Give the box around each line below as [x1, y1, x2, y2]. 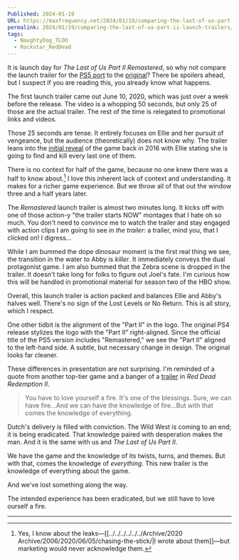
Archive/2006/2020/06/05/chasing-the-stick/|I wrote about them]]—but [17, 536, 230, 545]
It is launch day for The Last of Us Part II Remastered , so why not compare [7, 63, 226, 71]
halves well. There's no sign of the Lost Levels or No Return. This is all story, [7, 299, 231, 307]
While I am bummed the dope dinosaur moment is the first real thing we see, [7, 247, 231, 255]
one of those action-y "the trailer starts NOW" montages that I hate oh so [7, 210, 222, 219]
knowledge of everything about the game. [7, 467, 130, 475]
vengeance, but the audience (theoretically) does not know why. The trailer [7, 136, 228, 145]
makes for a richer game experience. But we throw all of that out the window [7, 181, 232, 190]
